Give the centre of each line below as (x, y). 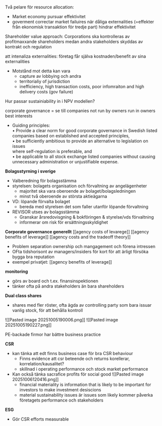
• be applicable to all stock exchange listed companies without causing (84, 157)
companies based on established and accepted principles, (71, 136)
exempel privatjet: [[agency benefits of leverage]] (62, 262)
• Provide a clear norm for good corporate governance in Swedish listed (85, 131)
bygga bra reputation (33, 257)
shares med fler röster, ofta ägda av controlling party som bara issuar (82, 305)
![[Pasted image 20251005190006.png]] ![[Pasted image (62, 320)
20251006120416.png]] (35, 379)
